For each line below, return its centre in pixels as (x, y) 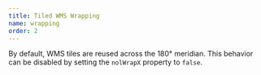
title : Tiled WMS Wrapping (54, 16)
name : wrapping (34, 23)
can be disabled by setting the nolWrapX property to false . (106, 62)
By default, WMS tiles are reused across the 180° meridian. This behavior (131, 54)
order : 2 (23, 31)
